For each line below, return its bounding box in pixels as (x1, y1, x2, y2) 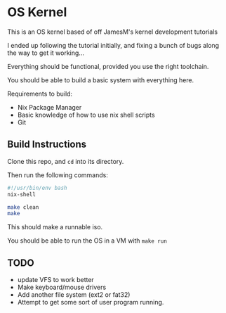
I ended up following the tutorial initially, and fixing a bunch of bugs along (7, 41, 220, 49)
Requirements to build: (7, 89, 72, 98)
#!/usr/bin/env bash (7, 184, 68, 191)
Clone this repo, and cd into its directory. (7, 157, 124, 165)
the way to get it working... (7, 49, 84, 57)
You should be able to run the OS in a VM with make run (7, 236, 167, 245)
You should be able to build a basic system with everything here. (7, 75, 194, 84)
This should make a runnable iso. (7, 223, 103, 231)
